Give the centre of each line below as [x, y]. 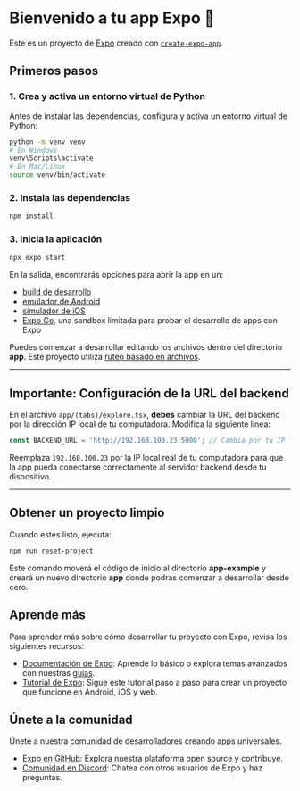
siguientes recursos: [47, 645]
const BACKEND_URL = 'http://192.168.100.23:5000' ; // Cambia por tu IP [147, 441]
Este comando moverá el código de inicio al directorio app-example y [137, 568]
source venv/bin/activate [57, 175]
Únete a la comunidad [71, 719]
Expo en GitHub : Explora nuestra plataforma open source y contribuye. [153, 759]
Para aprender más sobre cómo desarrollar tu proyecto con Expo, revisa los [148, 637]
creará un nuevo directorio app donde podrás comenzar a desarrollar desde [150, 577]
